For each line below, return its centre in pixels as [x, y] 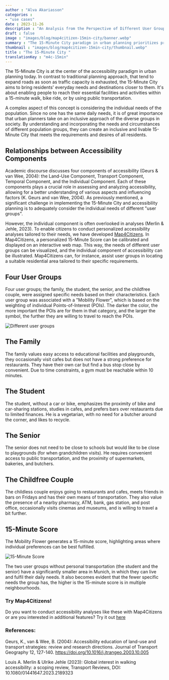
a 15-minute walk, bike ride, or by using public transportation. [69, 98]
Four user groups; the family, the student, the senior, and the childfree [78, 289]
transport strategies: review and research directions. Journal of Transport [81, 647]
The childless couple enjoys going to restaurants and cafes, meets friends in [84, 492]
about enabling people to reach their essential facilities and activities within [83, 93]
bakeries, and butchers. [30, 464]
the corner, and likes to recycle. [38, 420]
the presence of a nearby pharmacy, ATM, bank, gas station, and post [77, 503]
